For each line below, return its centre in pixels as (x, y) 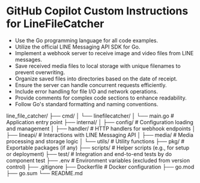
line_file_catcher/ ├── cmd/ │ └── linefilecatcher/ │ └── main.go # (90, 116)
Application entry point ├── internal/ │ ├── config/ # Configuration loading (100, 122)
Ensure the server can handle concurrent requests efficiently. (91, 85)
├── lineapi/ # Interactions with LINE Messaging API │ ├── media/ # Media (100, 135)
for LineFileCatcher (55, 24)
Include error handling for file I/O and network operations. (86, 91)
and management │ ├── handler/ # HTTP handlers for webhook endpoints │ (101, 128)
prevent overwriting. (40, 72)
